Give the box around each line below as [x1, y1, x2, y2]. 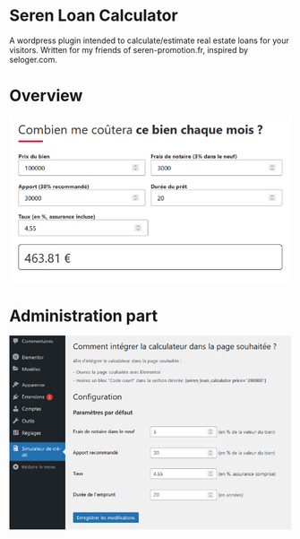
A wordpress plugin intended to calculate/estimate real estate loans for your [9, 35, 289, 46]
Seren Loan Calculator [9, 5, 178, 26]
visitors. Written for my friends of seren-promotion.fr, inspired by [9, 44, 249, 55]
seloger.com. [9, 54, 58, 65]
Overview [9, 86, 83, 106]
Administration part [9, 306, 159, 326]
